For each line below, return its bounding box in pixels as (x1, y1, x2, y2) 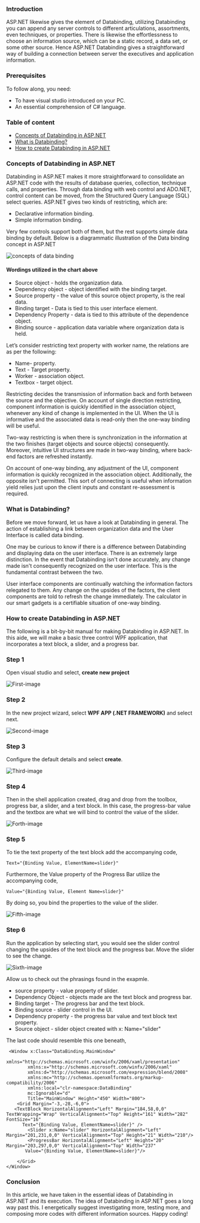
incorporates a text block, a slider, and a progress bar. (6, 640, 139, 647)
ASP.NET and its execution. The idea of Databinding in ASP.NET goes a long (6, 1197, 194, 1205)
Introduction (6, 5, 43, 13)
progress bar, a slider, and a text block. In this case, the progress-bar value (6, 802, 191, 810)
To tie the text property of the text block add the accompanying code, (6, 849, 178, 856)
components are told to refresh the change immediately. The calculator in (6, 592, 187, 600)
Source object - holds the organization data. (14, 279, 124, 286)
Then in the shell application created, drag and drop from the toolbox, (6, 796, 177, 803)
